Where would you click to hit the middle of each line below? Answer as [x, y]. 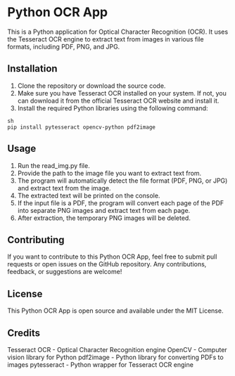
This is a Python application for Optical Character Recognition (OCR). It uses [118, 32]
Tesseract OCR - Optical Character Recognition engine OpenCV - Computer [117, 350]
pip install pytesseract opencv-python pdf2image [82, 127]
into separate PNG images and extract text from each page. [104, 210]
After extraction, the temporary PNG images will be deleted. [104, 218]
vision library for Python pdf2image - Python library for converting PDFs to [115, 357]
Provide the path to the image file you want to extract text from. [109, 173]
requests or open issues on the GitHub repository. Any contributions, [107, 264]
